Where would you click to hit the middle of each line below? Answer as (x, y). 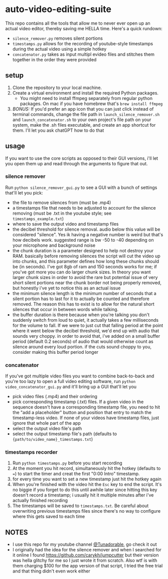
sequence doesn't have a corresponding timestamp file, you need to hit (86, 407)
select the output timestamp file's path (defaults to (64, 434)
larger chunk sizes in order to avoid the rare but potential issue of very (85, 277)
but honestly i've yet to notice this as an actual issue (66, 288)
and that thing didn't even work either (51, 571)
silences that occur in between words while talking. (65, 309)
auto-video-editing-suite (58, 9)
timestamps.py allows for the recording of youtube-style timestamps (83, 43)
